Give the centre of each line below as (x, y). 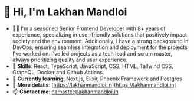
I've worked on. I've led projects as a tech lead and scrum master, (92, 53)
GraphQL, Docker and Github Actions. (58, 72)
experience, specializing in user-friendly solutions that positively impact (100, 34)
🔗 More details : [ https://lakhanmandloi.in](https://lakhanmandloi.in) (94, 84)
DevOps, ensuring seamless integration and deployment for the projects (100, 47)
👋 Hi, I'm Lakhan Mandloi (65, 12)
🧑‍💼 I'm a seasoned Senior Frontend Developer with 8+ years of (89, 28)
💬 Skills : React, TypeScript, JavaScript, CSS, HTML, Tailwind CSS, (93, 66)
